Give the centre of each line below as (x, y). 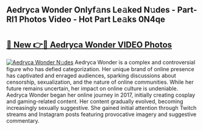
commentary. (23, 121)
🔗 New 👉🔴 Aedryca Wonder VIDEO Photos (89, 45)
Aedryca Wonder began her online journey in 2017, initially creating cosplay (101, 95)
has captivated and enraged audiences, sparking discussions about (91, 76)
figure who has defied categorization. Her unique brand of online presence (100, 69)
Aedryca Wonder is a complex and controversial (135, 62)
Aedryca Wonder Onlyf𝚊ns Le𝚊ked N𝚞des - (91, 10)
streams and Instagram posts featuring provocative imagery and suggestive (101, 114)
